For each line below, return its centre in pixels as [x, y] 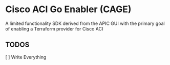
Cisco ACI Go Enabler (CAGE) [68, 9]
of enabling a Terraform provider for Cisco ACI [54, 28]
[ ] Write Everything [26, 57]
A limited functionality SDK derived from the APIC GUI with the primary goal [85, 23]
